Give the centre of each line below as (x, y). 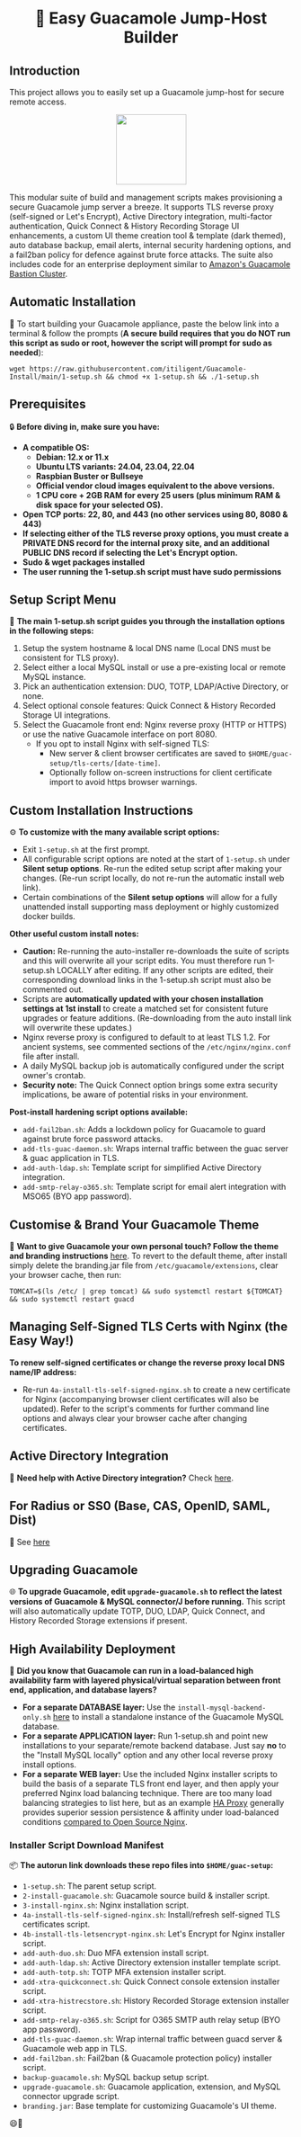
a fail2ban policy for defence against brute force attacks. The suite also (142, 255)
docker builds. (49, 916)
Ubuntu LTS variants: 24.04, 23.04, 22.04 (115, 466)
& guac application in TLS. (71, 1158)
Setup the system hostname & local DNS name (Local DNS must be (146, 648)
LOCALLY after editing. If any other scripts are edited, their (165, 970)
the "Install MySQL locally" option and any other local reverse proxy (148, 1755)
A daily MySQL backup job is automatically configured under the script (153, 1066)
